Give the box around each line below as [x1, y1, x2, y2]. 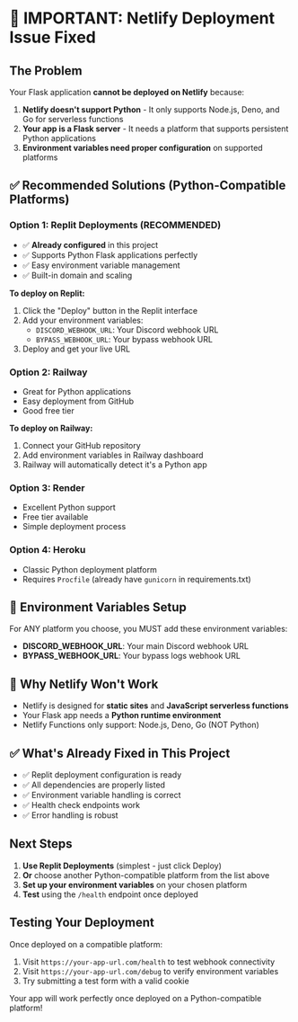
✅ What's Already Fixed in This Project [9, 745, 231, 760]
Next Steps [9, 836, 73, 852]
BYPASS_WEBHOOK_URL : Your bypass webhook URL [35, 333, 214, 344]
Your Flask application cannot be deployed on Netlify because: [9, 87, 245, 97]
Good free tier [22, 404, 74, 416]
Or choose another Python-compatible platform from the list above [22, 869, 270, 880]
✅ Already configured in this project [22, 239, 159, 250]
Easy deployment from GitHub [22, 395, 135, 406]
